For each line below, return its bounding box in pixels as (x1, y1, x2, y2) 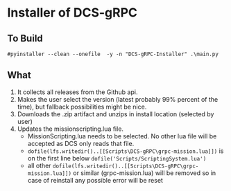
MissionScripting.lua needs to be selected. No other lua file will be (27, 131, 217, 140)
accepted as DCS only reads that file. (27, 139, 135, 147)
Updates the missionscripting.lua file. (17, 125, 123, 133)
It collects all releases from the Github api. (17, 88, 138, 96)
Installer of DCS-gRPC (7, 5, 137, 21)
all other (27, 161, 51, 170)
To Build (7, 33, 43, 44)
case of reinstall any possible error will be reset (27, 176, 163, 184)
